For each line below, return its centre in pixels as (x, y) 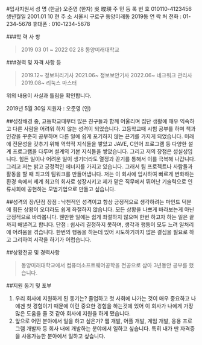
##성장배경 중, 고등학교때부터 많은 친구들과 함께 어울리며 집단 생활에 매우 (93, 121)
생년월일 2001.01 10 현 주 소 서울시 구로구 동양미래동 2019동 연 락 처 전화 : (94, 16)
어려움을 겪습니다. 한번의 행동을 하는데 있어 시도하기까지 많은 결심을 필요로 (100, 232)
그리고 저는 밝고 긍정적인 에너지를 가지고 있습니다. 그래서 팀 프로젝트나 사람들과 (99, 166)
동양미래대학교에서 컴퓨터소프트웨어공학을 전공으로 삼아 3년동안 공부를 (104, 265)
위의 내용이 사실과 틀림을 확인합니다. (49, 96)
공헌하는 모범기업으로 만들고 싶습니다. (71, 189)
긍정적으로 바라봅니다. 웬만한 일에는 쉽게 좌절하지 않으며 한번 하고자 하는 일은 (97, 217)
